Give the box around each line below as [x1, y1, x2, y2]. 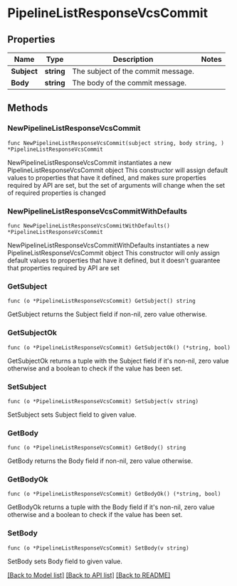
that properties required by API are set [7, 263, 120, 272]
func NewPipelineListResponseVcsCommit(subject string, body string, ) [7, 139, 224, 146]
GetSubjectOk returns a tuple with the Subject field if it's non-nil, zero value [7, 356, 229, 365]
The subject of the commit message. [72, 66, 194, 76]
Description [112, 55, 154, 64]
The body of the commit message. [72, 78, 187, 87]
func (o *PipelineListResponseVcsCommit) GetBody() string [7, 444, 186, 452]
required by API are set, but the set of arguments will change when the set [7, 181, 226, 189]
